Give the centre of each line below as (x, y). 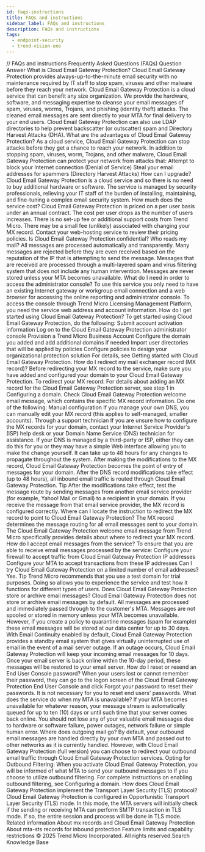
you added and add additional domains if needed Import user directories (97, 342)
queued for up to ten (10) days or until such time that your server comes (97, 712)
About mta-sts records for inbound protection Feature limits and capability (100, 829)
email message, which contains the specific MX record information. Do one (101, 401)
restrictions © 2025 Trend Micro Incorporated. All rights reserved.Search (98, 836)
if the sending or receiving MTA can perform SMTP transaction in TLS (94, 809)
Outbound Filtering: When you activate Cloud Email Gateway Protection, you (102, 764)
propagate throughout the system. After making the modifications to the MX (102, 459)
